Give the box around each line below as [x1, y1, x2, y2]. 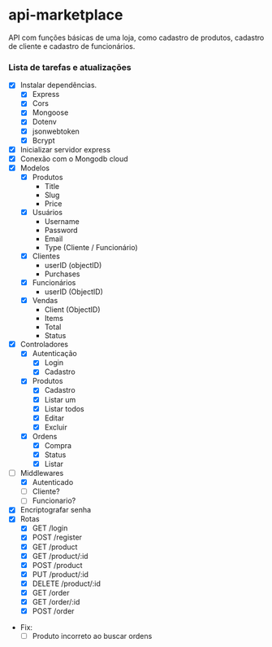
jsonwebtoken [32, 126, 80, 136]
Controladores [19, 340, 69, 350]
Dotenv [32, 117, 57, 127]
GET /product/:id [32, 551, 89, 561]
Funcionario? [32, 495, 76, 506]
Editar [44, 413, 65, 423]
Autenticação [32, 349, 77, 359]
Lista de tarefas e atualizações [8, 61, 132, 73]
